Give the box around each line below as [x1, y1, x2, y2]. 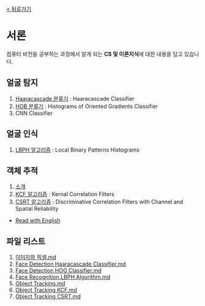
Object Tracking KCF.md [15, 286, 78, 294]
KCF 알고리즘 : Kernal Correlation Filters [15, 191, 115, 198]
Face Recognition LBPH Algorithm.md [15, 274, 111, 281]
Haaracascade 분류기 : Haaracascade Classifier [15, 95, 135, 102]
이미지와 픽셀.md [15, 253, 56, 261]
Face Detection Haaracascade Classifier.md [15, 260, 127, 268]
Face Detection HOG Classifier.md [15, 267, 102, 274]
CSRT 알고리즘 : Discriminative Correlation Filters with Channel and [15, 198, 184, 206]
